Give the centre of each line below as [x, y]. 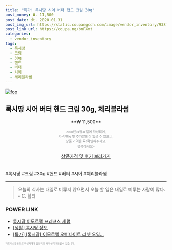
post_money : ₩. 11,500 [29, 15]
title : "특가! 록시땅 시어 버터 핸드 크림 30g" [50, 10]
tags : [11, 44]
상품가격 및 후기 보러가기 [86, 156]
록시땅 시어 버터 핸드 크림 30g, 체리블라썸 [67, 109]
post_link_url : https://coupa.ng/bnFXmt [49, 29]
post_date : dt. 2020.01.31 [34, 20]
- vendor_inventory [31, 39]
